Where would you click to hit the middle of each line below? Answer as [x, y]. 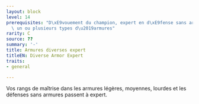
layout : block [24, 12]
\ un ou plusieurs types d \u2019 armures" [63, 28]
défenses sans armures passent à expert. [57, 95]
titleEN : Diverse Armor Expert [45, 56]
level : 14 [18, 17]
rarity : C [18, 34]
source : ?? [20, 39]
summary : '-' [22, 45]
